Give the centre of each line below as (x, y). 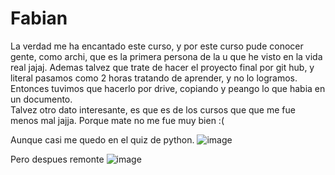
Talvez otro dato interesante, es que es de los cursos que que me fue (153, 109)
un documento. (41, 99)
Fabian (39, 18)
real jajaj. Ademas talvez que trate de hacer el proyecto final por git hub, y (162, 67)
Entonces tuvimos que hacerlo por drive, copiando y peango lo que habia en (168, 88)
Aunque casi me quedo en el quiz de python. (102, 139)
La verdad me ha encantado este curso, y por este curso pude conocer (157, 46)
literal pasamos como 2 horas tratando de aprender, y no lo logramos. (154, 78)
